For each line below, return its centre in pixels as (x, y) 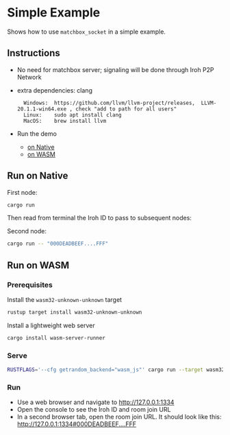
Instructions (34, 53)
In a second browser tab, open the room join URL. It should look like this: (119, 417)
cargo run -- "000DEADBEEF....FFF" (58, 244)
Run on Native (38, 176)
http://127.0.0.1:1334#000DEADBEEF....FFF (77, 424)
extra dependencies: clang (54, 90)
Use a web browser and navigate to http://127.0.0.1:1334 (95, 402)
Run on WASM (38, 265)
